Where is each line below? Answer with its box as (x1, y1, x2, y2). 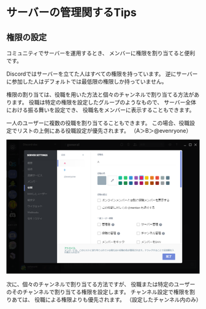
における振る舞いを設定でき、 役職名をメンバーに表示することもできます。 (6, 106, 195, 114)
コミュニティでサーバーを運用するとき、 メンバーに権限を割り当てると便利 (6, 50, 195, 57)
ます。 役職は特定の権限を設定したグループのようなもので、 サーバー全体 (11, 99, 196, 106)
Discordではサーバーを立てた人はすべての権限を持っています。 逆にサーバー (6, 70, 198, 77)
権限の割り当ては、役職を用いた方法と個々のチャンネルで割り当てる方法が (6, 91, 194, 98)
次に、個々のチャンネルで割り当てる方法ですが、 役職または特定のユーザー (6, 280, 196, 287)
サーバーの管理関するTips (6, 6, 137, 20)
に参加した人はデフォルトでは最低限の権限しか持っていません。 (6, 78, 167, 85)
